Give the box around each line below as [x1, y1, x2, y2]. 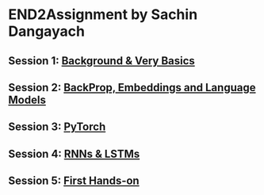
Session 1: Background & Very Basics [8, 54, 196, 67]
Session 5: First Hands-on [8, 174, 140, 188]
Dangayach [8, 22, 86, 40]
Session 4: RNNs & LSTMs [8, 147, 140, 160]
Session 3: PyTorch [8, 120, 106, 134]
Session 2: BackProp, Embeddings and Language [8, 81, 256, 94]
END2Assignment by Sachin [8, 6, 198, 24]
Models [8, 93, 46, 106]
